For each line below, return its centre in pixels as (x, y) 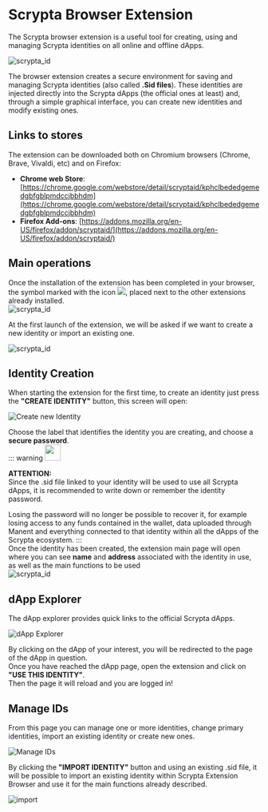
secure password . (39, 440)
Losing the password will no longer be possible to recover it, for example (128, 515)
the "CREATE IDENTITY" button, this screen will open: (98, 401)
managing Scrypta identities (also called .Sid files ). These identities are (126, 85)
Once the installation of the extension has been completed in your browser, (132, 282)
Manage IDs (39, 709)
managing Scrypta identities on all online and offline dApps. (106, 45)
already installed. (37, 301)
